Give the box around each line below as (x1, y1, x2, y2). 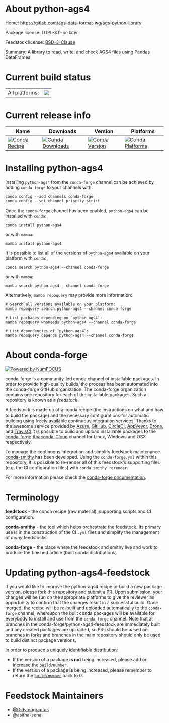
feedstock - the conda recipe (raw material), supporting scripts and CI (5, 508, 152, 514)
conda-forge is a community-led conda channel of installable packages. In (5, 375, 159, 382)
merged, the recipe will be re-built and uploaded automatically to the (5, 605, 147, 611)
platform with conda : (5, 255, 47, 261)
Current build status (5, 72, 91, 83)
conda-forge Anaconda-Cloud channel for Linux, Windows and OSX (5, 433, 146, 440)
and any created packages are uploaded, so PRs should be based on (5, 626, 148, 632)
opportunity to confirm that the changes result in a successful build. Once (5, 599, 158, 605)
